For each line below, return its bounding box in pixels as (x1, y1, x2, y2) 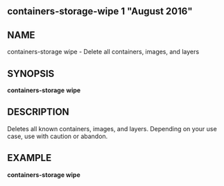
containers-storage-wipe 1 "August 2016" (7, 6, 193, 17)
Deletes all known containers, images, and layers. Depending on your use (7, 124, 217, 133)
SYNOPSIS (7, 67, 55, 79)
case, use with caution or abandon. (7, 132, 108, 140)
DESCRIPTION (7, 106, 69, 118)
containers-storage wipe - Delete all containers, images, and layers (7, 48, 200, 56)
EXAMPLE (7, 152, 52, 164)
